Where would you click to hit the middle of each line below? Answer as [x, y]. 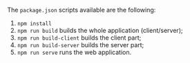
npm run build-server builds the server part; [80, 45]
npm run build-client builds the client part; [79, 38]
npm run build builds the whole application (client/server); [100, 30]
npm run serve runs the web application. [74, 52]
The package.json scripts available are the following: [82, 10]
